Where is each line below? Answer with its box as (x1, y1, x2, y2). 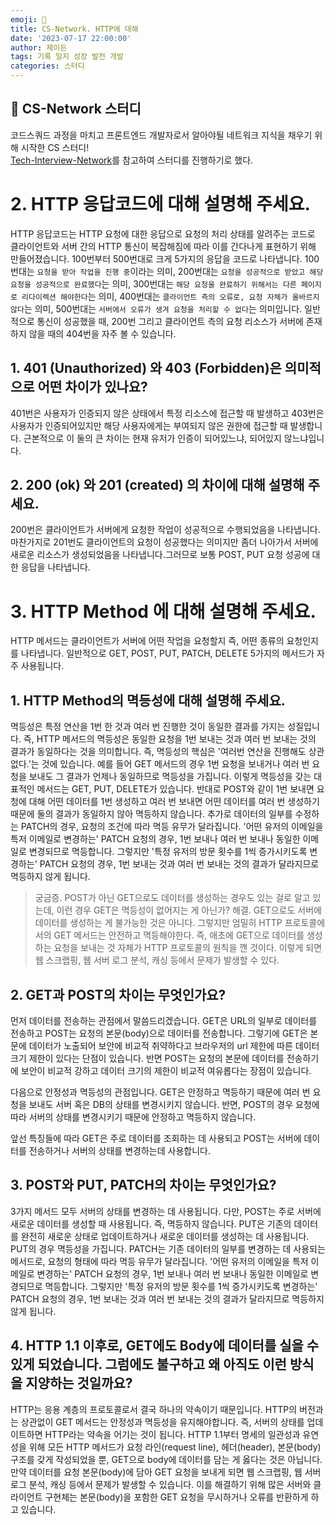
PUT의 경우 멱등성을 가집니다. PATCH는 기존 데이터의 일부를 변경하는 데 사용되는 (10, 1242, 326, 1255)
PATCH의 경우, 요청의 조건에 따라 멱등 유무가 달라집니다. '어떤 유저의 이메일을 (20, 821, 324, 833)
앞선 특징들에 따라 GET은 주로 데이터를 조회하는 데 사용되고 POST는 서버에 (10, 1132, 302, 1144)
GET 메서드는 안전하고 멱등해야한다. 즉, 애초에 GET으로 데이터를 (53, 929, 305, 941)
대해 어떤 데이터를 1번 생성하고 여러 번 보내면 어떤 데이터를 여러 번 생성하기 (28, 796, 320, 808)
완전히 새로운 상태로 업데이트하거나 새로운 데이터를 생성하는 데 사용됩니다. (20, 1230, 310, 1242)
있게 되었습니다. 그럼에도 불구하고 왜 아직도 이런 (10, 1356, 287, 1373)
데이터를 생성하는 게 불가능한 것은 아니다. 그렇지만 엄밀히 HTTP (34, 917, 283, 929)
